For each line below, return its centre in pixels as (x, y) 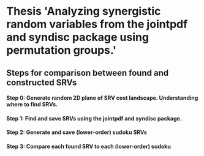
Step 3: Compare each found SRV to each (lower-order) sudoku (89, 146)
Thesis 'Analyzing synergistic (84, 11)
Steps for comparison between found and (88, 72)
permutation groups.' (62, 50)
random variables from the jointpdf (97, 24)
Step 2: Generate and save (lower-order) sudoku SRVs (77, 132)
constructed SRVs (42, 82)
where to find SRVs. (32, 105)
